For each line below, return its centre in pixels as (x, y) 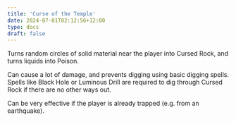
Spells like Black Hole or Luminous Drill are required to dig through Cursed (115, 83)
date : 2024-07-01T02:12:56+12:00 (56, 20)
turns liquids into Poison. (43, 61)
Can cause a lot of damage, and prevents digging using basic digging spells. (118, 75)
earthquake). (26, 111)
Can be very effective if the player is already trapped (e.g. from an (103, 104)
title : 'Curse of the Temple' (52, 14)
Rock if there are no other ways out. (59, 90)
